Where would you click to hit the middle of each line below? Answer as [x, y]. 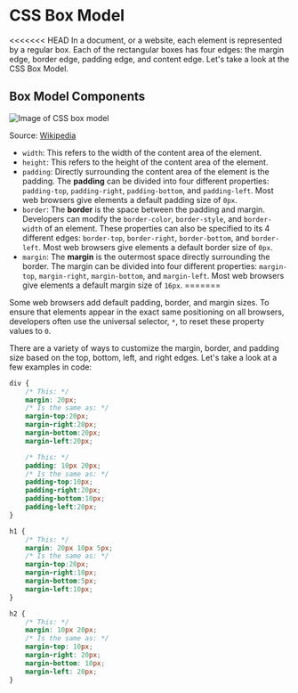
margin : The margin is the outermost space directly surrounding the [146, 257]
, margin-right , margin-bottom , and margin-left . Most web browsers [159, 275]
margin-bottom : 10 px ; [65, 663]
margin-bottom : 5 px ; [61, 581]
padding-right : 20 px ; [63, 491]
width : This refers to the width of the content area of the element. [142, 152]
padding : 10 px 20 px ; [63, 465]
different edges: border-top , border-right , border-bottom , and [136, 238]
